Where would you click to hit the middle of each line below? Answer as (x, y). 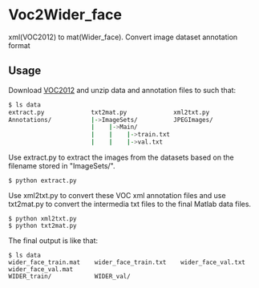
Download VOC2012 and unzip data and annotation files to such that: (122, 90)
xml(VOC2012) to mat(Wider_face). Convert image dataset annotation (123, 37)
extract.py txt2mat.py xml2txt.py (109, 112)
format (19, 45)
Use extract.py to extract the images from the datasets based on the (121, 157)
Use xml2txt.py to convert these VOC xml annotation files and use (117, 195)
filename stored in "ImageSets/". (62, 166)
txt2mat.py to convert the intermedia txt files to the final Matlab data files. (129, 204)
